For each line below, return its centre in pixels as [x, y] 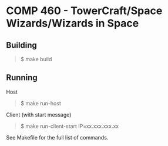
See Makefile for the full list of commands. [57, 137]
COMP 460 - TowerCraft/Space [84, 11]
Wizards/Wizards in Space [73, 23]
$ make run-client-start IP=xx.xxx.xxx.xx [70, 126]
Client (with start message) [39, 115]
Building [21, 45]
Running [22, 78]
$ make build [36, 59]
